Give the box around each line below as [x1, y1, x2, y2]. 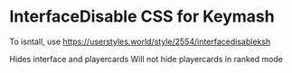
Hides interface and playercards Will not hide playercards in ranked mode [9, 53, 283, 64]
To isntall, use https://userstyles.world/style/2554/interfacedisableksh [9, 36, 271, 47]
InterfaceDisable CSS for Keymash [9, 6, 275, 27]
